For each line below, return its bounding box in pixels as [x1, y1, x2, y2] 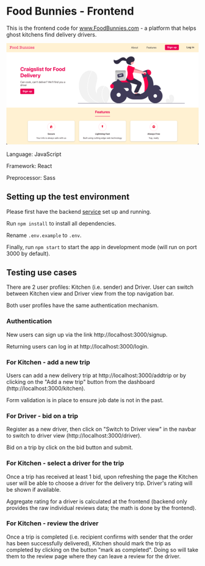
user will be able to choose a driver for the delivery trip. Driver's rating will [6, 479, 193, 487]
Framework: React [6, 162, 52, 169]
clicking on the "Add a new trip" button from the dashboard [6, 378, 155, 385]
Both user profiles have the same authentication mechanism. [6, 302, 159, 309]
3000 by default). [6, 250, 51, 257]
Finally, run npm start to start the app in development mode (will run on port [6, 243, 197, 250]
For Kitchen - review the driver [6, 519, 99, 528]
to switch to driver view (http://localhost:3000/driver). [6, 432, 142, 439]
